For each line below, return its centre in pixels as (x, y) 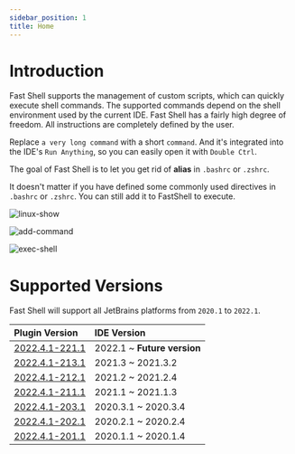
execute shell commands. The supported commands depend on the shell (145, 106)
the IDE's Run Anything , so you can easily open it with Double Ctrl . (133, 152)
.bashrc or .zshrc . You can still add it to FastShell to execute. (123, 196)
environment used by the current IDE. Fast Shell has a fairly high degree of (148, 115)
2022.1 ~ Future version (147, 348)
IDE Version (120, 333)
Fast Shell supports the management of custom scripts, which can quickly (147, 96)
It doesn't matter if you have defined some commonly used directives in (143, 187)
